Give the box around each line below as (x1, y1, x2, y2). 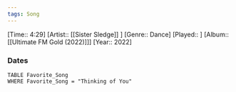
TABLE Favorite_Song (7, 71, 69, 78)
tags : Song (7, 10, 40, 18)
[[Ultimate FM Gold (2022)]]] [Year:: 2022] (7, 37, 132, 46)
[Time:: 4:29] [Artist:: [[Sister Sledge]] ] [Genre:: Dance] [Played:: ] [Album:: (7, 30, 230, 39)
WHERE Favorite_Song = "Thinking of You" (7, 78, 133, 85)
